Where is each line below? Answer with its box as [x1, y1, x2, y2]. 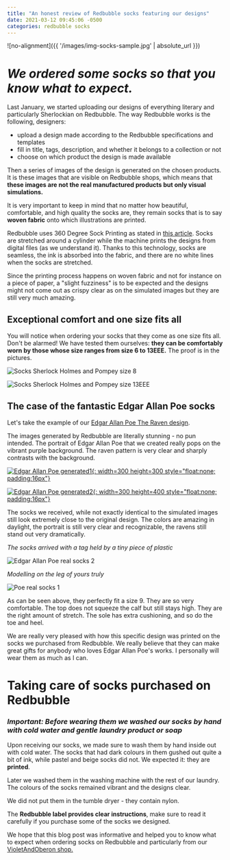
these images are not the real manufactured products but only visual [7, 181, 207, 189]
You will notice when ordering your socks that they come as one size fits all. [7, 332, 221, 340]
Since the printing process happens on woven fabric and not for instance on [7, 272, 222, 280]
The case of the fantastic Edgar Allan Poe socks [7, 400, 216, 412]
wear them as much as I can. [7, 653, 88, 661]
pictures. [7, 354, 32, 362]
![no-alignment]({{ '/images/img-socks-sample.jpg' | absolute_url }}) [7, 42, 201, 50]
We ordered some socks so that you [7, 66, 216, 81]
